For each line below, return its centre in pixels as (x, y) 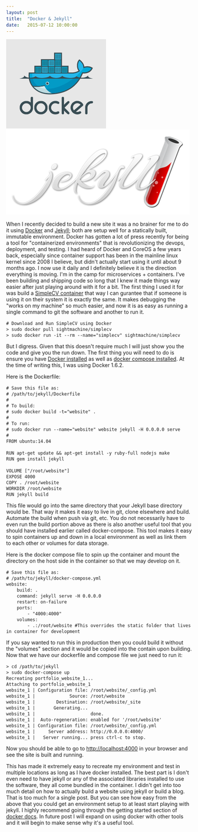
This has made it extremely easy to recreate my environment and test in (93, 766)
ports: (25, 608)
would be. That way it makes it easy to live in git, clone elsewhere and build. (98, 512)
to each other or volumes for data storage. (57, 543)
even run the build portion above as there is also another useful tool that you (99, 524)
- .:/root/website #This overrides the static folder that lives (109, 626)
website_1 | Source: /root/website (66, 696)
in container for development (43, 632)
